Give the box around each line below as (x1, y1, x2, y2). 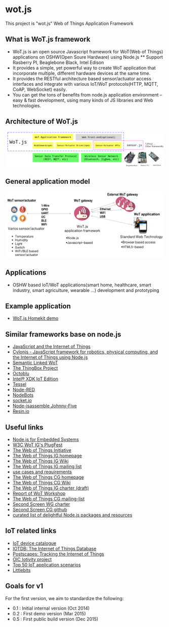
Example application (5, 302, 71, 310)
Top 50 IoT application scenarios (12, 562, 81, 568)
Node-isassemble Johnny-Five (12, 403, 77, 409)
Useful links (5, 423, 44, 432)
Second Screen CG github (12, 506, 67, 512)
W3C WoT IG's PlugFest (12, 442, 63, 448)
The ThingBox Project (12, 365, 58, 371)
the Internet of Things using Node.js (12, 354, 88, 360)
